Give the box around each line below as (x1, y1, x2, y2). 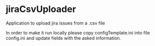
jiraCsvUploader (6, 3, 76, 15)
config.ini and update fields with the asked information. (6, 35, 121, 41)
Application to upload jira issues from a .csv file (6, 20, 105, 26)
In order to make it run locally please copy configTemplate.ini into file (6, 29, 150, 35)
